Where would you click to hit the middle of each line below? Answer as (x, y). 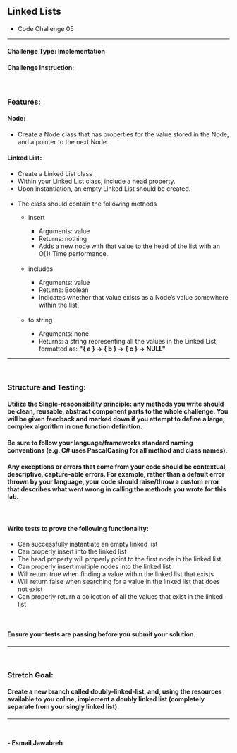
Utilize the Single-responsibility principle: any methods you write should (116, 404)
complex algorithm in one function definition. (75, 426)
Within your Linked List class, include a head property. (96, 181)
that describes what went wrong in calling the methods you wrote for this (117, 489)
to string (40, 320)
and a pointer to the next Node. (63, 141)
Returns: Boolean (64, 290)
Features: (24, 102)
